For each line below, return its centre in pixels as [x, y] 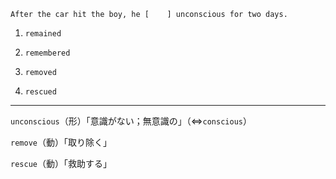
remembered [47, 53]
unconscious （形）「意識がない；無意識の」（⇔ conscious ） [131, 121]
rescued [40, 92]
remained [43, 34]
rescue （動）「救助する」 [61, 163]
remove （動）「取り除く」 [61, 142]
